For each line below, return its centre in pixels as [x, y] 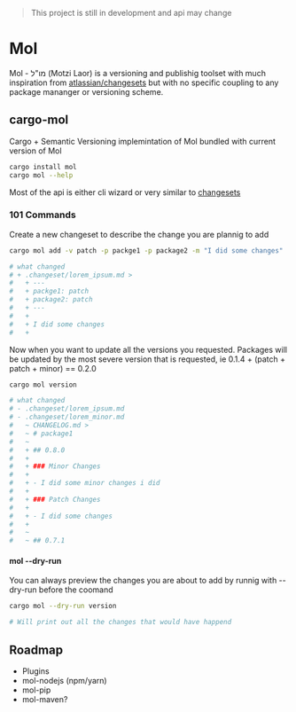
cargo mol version [43, 385]
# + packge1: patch [49, 292]
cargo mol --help [41, 175]
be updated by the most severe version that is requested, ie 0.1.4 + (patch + [148, 359]
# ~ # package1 [41, 434]
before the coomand [76, 590]
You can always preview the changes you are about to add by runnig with [143, 581]
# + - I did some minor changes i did [85, 483]
